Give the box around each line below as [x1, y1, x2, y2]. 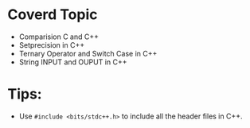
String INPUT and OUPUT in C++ [18, 57, 128, 67]
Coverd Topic [7, 6, 98, 24]
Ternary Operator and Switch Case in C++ [18, 48, 158, 58]
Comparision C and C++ [18, 32, 99, 41]
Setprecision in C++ [18, 40, 85, 49]
